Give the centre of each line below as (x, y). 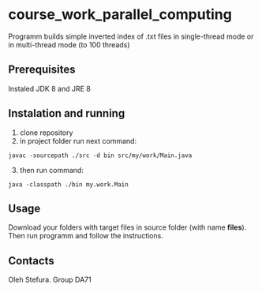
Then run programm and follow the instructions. (86, 236)
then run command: (52, 170)
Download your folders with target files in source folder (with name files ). (127, 227)
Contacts (32, 261)
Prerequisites (42, 70)
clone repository (46, 133)
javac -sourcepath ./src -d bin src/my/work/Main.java (100, 155)
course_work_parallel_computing (120, 15)
